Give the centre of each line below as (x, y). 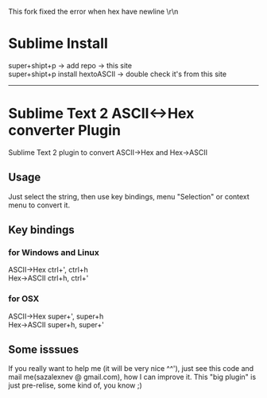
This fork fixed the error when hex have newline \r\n (93, 12)
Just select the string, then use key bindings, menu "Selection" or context (129, 196)
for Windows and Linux (54, 252)
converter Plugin (65, 131)
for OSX (24, 299)
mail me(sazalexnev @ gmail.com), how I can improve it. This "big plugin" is (132, 377)
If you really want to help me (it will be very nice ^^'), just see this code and (131, 369)
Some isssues (44, 350)
